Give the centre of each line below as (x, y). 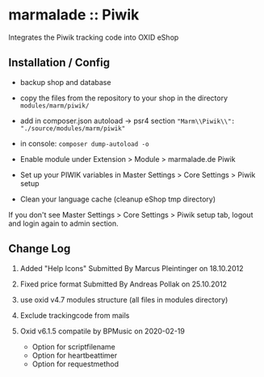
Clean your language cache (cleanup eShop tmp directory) (118, 199)
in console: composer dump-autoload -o (84, 143)
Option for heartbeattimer (75, 355)
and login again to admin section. (63, 223)
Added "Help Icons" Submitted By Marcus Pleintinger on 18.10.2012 (132, 268)
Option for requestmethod (75, 364)
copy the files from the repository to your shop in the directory (124, 98)
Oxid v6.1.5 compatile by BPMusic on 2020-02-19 (103, 331)
